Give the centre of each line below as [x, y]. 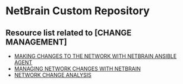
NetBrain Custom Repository [78, 11]
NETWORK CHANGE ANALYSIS [53, 75]
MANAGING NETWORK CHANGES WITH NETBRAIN [77, 69]
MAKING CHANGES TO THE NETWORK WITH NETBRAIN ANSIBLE [95, 56]
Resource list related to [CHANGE [69, 33]
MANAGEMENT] [36, 42]
